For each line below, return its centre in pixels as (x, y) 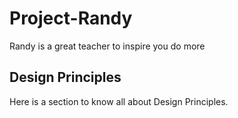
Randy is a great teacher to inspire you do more (107, 46)
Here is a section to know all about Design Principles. (119, 101)
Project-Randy (71, 18)
